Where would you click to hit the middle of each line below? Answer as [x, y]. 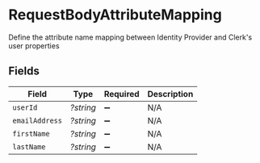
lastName [29, 146]
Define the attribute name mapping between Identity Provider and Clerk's [130, 37]
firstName [31, 134]
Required [122, 94]
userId [25, 107]
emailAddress [38, 120]
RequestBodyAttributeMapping [115, 15]
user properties [34, 45]
